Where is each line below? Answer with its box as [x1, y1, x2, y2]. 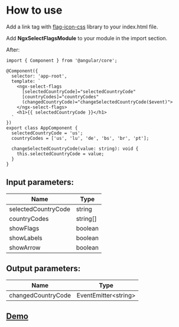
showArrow [9, 243, 41, 252]
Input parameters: [6, 177, 74, 187]
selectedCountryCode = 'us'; [11, 130, 83, 136]
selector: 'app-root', [11, 73, 67, 79]
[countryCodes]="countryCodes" [21, 94, 99, 100]
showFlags [9, 224, 40, 232]
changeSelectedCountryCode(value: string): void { [11, 146, 139, 152]
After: [6, 46, 20, 53]
